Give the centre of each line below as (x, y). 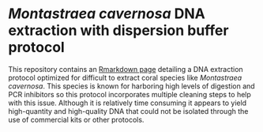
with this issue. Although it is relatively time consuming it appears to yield (128, 103)
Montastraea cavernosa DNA (107, 14)
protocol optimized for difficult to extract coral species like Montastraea (125, 77)
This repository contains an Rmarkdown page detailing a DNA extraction (126, 69)
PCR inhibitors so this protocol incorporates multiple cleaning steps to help (130, 94)
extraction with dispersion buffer (118, 30)
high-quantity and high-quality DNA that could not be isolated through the (128, 111)
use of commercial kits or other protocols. (76, 119)
